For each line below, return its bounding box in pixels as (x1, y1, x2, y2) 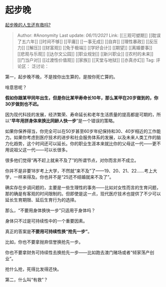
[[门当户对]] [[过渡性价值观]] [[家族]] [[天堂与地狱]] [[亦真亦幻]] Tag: (17, 57, 155, 63)
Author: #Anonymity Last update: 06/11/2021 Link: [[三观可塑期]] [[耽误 (17, 32, 161, 38)
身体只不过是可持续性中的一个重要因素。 (5, 218, 87, 224)
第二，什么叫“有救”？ (5, 277, 48, 283)
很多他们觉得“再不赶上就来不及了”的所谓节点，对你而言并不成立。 (5, 157, 139, 163)
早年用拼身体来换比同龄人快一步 (11, 117, 77, 124)
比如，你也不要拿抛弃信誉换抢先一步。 (5, 239, 83, 245)
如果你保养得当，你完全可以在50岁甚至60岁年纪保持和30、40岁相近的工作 (5, 128, 157, 134)
